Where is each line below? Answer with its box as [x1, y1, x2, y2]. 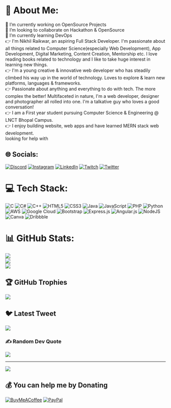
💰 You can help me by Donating [5, 380, 108, 389]
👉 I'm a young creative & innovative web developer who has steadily [5, 67, 151, 73]
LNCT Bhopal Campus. [5, 117, 53, 123]
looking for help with [5, 135, 48, 142]
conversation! [5, 104, 34, 110]
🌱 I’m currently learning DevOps [5, 32, 72, 38]
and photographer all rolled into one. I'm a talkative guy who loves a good [5, 98, 159, 104]
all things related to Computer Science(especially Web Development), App [5, 45, 161, 51]
